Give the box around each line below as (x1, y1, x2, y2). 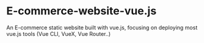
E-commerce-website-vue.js (6, 4, 157, 18)
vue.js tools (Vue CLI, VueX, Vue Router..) (6, 30, 111, 37)
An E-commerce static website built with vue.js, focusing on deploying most (6, 24, 198, 31)
